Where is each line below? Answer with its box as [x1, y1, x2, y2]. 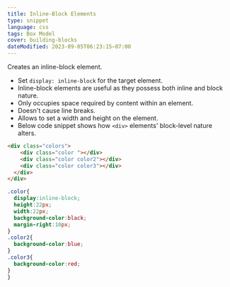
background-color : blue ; [13, 241, 84, 248]
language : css [7, 23, 50, 30]
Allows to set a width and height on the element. [17, 114, 159, 122]
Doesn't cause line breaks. [17, 107, 96, 115]
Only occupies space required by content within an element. [17, 99, 193, 107]
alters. [17, 129, 37, 137]
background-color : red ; [13, 260, 81, 267]
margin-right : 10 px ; [13, 221, 71, 228]
